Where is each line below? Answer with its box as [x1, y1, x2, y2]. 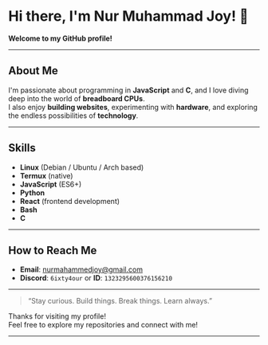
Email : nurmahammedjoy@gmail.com [19, 265, 144, 274]
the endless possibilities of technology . [8, 111, 139, 120]
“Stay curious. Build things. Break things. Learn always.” [27, 296, 213, 306]
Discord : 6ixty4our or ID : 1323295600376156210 [19, 273, 173, 283]
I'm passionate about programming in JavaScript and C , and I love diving [8, 85, 249, 95]
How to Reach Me [8, 243, 97, 257]
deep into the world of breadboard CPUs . [8, 93, 145, 103]
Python [19, 187, 45, 198]
